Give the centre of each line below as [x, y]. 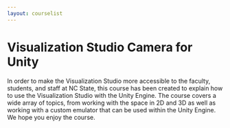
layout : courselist [35, 13]
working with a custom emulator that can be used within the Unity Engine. [112, 110]
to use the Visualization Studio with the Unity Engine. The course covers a [112, 95]
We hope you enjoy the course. [51, 117]
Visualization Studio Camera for [100, 47]
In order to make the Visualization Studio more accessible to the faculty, [109, 81]
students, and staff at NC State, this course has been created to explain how [115, 88]
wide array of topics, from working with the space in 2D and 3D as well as [112, 103]
